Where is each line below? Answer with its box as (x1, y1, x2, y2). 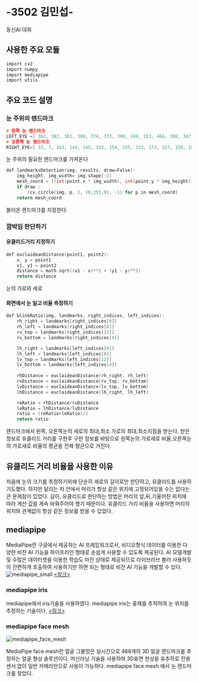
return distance (16, 273, 57, 280)
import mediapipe (6, 72, 49, 78)
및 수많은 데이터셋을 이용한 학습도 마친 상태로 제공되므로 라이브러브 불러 (6, 556, 171, 563)
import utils (6, 77, 38, 83)
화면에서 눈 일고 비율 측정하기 (6, 299, 73, 306)
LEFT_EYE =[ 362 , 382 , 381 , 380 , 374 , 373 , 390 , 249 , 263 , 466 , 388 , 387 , (6, 133, 194, 139)
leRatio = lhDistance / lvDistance (16, 405, 99, 411)
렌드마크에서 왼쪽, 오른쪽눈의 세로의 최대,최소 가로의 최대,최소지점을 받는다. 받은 (6, 428, 190, 435)
